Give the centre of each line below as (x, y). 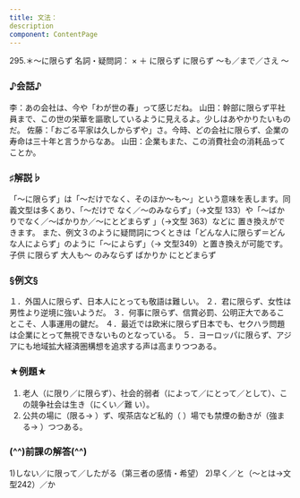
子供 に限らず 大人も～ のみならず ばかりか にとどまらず (113, 254)
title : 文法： (34, 17)
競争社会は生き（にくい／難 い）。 (92, 404)
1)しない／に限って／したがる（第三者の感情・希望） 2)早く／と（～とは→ (146, 473)
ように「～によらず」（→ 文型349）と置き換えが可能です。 (180, 244)
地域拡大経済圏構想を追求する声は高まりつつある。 (127, 347)
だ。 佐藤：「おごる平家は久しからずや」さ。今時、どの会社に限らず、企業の (149, 130)
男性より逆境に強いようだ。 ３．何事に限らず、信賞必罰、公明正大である (143, 313)
